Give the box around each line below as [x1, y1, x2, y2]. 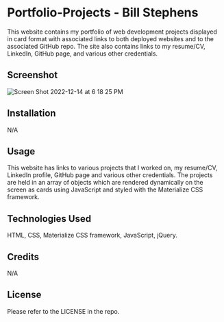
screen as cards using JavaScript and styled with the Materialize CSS [7, 185, 203, 194]
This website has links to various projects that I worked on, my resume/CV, [7, 163, 218, 172]
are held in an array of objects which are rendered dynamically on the [7, 179, 203, 187]
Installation [7, 108, 56, 119]
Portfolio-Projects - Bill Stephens [7, 5, 199, 21]
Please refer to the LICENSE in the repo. [7, 307, 120, 315]
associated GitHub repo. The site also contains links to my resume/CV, [7, 42, 206, 50]
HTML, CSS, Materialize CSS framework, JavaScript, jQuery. [7, 231, 178, 240]
